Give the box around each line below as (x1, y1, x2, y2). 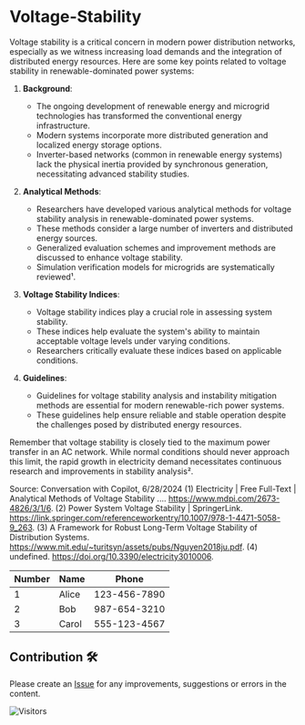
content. (9, 688, 41, 699)
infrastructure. (36, 120, 91, 131)
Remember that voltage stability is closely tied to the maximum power (9, 437, 270, 448)
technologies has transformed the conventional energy (36, 110, 243, 121)
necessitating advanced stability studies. (36, 168, 189, 179)
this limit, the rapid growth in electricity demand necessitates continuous (9, 456, 282, 467)
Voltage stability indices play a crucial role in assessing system (36, 307, 273, 317)
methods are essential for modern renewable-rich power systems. (36, 399, 285, 410)
